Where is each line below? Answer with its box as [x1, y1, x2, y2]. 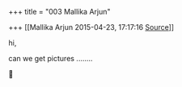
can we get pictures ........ [8, 54, 93, 63]
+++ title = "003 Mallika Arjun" [8, 7, 111, 16]
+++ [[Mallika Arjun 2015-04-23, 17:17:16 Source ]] [8, 23, 175, 31]
